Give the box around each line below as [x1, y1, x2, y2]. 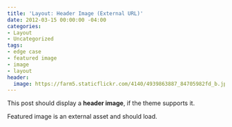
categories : [7, 23, 41, 30]
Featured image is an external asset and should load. [7, 113, 157, 121]
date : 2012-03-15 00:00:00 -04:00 [7, 16, 107, 23]
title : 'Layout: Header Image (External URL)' [7, 10, 144, 17]
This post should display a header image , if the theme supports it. [7, 99, 195, 107]
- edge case [7, 49, 41, 56]
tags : [7, 42, 23, 49]
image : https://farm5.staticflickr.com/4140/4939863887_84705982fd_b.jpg [13, 80, 230, 87]
